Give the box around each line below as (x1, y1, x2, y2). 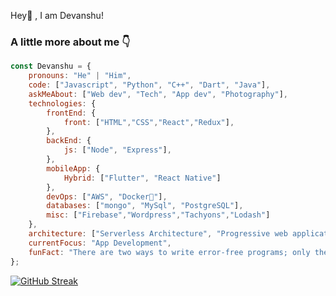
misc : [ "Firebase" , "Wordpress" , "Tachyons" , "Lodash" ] (46, 210, 271, 220)
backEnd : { (46, 136, 92, 146)
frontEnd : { (46, 108, 97, 118)
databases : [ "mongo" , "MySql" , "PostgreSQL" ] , (46, 201, 244, 211)
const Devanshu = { (10, 61, 92, 72)
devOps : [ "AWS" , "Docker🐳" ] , (46, 191, 168, 202)
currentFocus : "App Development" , (28, 238, 172, 248)
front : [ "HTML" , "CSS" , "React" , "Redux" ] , (63, 117, 235, 127)
